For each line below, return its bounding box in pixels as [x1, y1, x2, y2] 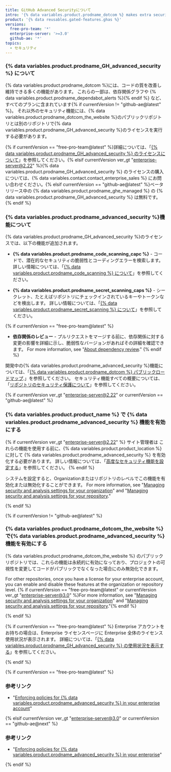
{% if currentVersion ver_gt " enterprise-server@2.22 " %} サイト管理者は [5, 439, 158, 445]
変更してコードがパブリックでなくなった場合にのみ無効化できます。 [18, 565, 161, 571]
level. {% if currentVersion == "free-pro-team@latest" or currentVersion [5, 586, 157, 592]
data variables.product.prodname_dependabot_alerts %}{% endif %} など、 [5, 95, 164, 101]
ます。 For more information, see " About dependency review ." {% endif [12, 346, 162, 353]
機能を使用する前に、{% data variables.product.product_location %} [18, 445, 162, 452]
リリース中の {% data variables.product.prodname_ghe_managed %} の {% [5, 187, 163, 194]
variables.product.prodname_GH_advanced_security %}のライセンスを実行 [5, 127, 163, 133]
